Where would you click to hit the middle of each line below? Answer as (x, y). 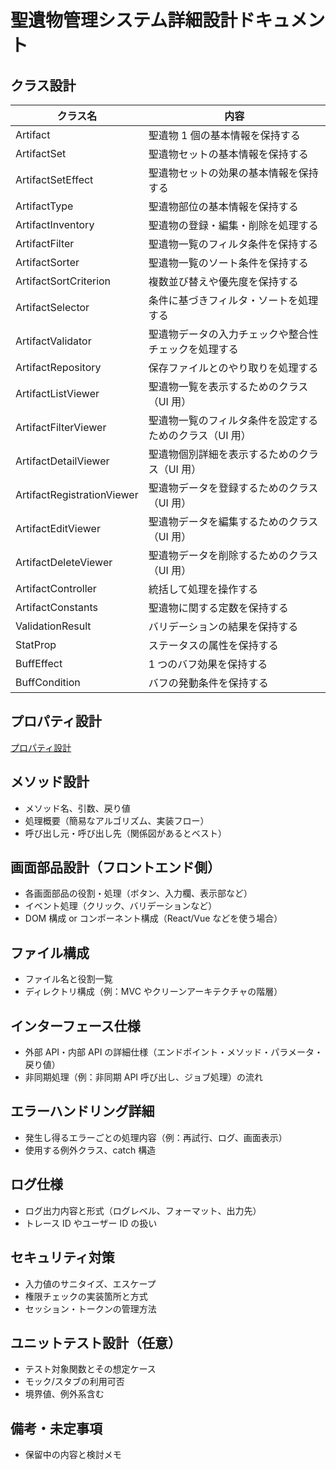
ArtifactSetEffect (54, 179)
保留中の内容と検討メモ (73, 1455)
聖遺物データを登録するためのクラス (233, 488)
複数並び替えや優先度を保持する (223, 281)
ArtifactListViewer (57, 393)
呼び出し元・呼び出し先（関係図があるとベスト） (126, 833)
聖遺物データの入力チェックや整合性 (233, 334)
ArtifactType (44, 206)
